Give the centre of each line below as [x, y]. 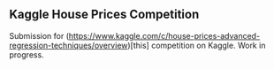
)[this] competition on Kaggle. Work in [197, 45]
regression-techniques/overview [68, 45]
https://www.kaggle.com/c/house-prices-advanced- [164, 35]
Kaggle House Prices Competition [104, 15]
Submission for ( [39, 35]
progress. [27, 54]
